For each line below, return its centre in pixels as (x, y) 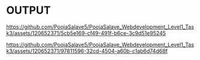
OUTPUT (29, 10)
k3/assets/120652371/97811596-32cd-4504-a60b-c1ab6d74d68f (87, 50)
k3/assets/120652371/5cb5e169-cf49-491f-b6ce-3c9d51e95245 (86, 33)
